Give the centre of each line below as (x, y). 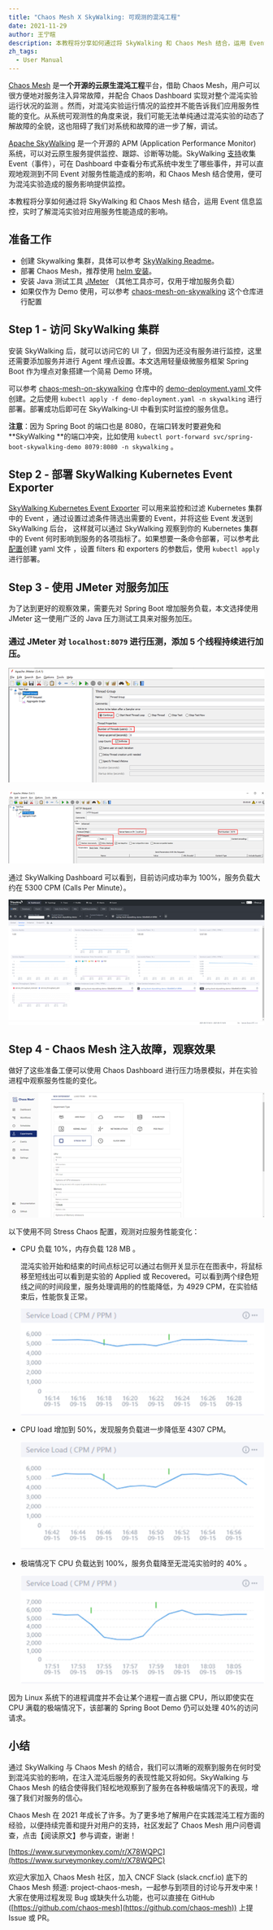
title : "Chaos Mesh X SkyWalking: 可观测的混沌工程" (95, 17)
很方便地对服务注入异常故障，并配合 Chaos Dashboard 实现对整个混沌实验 (133, 95)
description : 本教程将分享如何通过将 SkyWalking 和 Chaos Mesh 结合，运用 (127, 43)
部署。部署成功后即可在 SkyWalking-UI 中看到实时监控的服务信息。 (121, 409)
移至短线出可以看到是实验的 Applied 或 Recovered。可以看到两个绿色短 (139, 1276)
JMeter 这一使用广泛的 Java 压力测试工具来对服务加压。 (102, 619)
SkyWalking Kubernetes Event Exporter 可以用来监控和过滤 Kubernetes (127, 508)
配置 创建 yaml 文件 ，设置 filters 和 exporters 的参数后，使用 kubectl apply (134, 549)
